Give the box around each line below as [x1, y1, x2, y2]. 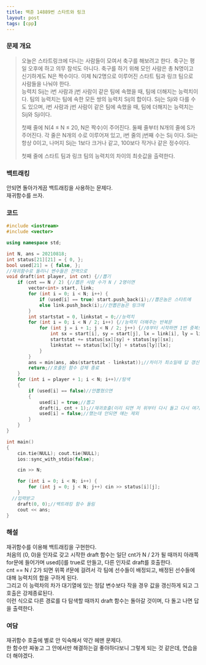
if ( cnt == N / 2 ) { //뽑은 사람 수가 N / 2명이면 [17, 279, 135, 286]
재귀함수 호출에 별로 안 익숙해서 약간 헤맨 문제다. [6, 636, 123, 644]
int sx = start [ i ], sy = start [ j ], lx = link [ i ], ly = [50, 331, 193, 337]
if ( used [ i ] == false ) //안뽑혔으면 [28, 387, 113, 394]
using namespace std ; [6, 240, 62, 246]
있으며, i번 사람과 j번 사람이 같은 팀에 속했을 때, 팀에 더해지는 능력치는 [28, 103, 194, 111]
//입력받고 [12, 495, 35, 501]
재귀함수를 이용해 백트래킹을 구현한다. [6, 543, 97, 550]
